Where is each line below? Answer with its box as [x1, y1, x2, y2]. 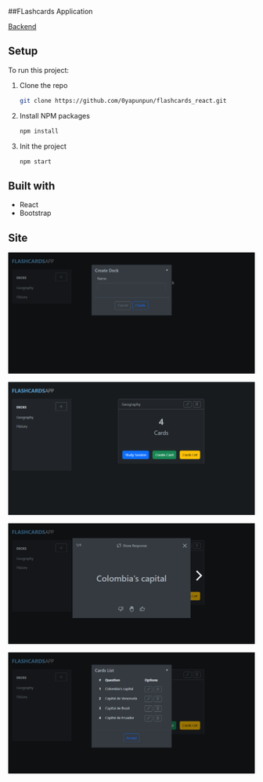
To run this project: [8, 65, 69, 75]
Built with [8, 179, 56, 192]
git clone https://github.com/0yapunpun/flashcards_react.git [19, 97, 227, 104]
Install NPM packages [19, 111, 90, 120]
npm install [19, 127, 59, 135]
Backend [8, 22, 37, 31]
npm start [19, 157, 52, 166]
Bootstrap [19, 208, 52, 218]
